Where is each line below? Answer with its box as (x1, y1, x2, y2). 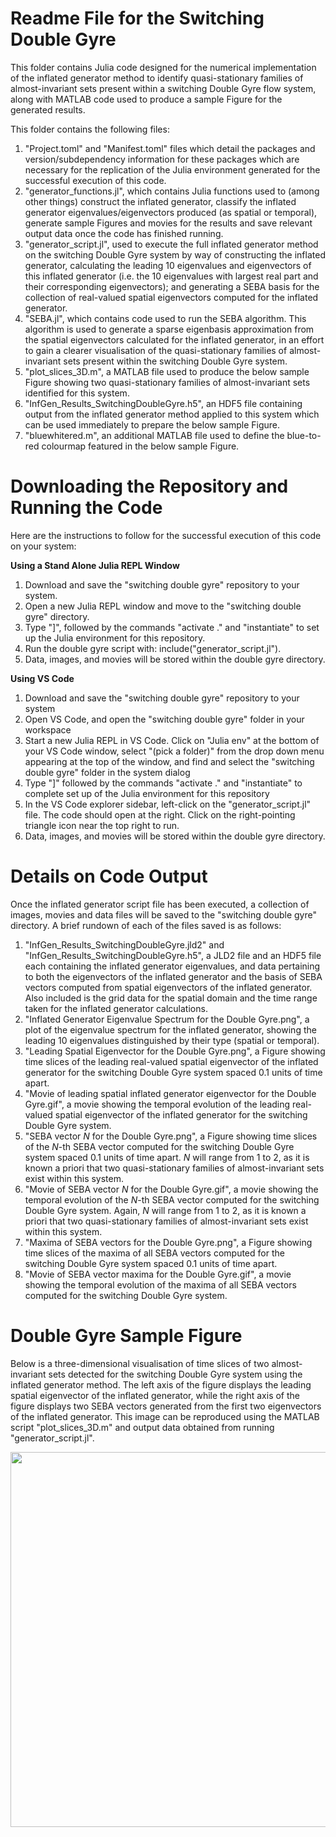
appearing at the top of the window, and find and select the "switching (24, 755, 315, 767)
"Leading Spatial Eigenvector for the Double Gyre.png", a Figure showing (24, 1045, 326, 1057)
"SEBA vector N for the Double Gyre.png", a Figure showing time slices (24, 1130, 318, 1142)
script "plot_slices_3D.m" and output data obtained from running (10, 1421, 275, 1433)
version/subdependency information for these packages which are (24, 153, 300, 165)
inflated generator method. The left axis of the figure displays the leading (10, 1378, 312, 1391)
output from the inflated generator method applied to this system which (24, 408, 320, 420)
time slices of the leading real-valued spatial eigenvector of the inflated (24, 1055, 319, 1067)
